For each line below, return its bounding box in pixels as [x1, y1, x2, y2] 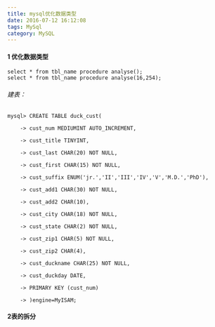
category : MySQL [7, 29, 55, 37]
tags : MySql [7, 23, 42, 30]
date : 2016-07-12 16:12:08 [7, 17, 86, 24]
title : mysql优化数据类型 [7, 10, 77, 18]
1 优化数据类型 [7, 52, 49, 60]
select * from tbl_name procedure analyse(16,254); [7, 74, 162, 81]
